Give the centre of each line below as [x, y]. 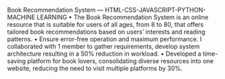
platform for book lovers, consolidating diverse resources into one [120, 61]
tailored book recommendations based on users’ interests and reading [106, 32]
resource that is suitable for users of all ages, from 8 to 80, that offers [106, 24]
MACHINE [21, 17]
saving [16, 61]
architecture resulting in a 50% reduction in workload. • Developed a [104, 54]
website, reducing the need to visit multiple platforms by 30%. [95, 68]
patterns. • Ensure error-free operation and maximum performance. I [105, 39]
